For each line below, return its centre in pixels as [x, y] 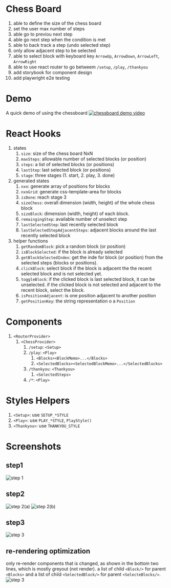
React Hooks [33, 134]
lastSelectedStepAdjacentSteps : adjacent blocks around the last [89, 230]
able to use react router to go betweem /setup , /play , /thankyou [80, 67]
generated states [31, 181]
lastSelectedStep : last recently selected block [70, 224]
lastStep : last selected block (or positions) [66, 170]
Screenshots [34, 446]
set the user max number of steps [49, 28]
